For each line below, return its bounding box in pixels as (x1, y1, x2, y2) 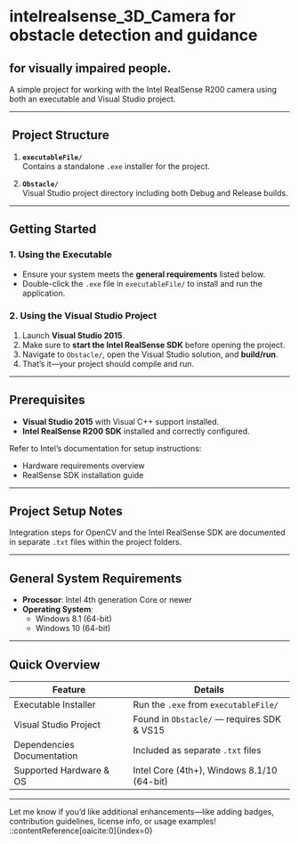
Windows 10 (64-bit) (35, 623, 111, 634)
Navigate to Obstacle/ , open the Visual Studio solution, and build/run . (21, 349, 279, 360)
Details (194, 684, 225, 696)
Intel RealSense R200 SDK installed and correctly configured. (21, 426, 251, 436)
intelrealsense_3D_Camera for (9, 6, 236, 27)
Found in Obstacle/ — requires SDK (133, 713, 282, 726)
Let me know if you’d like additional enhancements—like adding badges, (9, 807, 274, 817)
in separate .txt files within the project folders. (9, 537, 182, 548)
